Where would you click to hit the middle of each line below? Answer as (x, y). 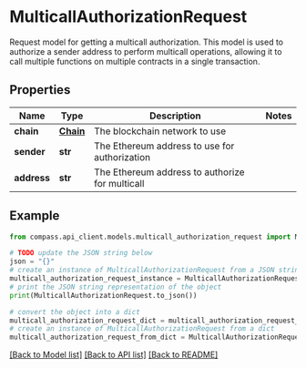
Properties (40, 90)
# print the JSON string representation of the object (116, 287)
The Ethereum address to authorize (169, 172)
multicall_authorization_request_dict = (87, 321)
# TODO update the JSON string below (81, 253)
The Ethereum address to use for (164, 146)
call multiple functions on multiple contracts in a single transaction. (135, 61)
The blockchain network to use (160, 131)
